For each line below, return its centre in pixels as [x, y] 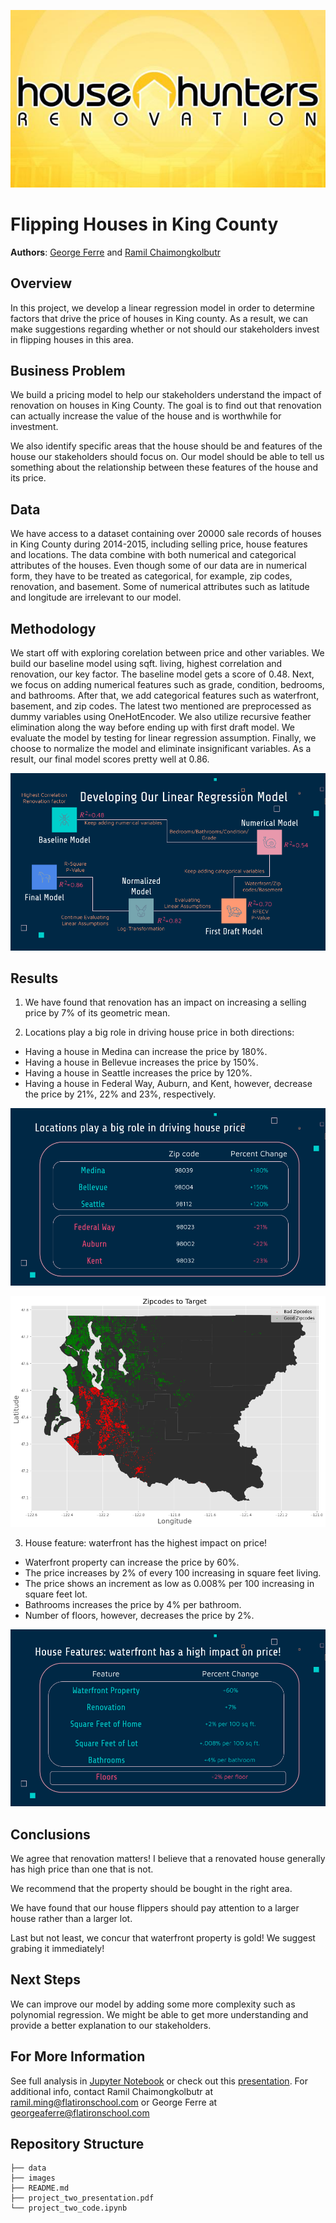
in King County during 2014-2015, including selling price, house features [159, 544]
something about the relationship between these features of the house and [164, 467]
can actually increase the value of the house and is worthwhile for [146, 416]
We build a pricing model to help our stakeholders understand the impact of [166, 395]
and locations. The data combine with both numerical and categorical [153, 555]
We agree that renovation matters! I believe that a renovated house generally [168, 1858]
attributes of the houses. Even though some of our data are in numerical [158, 566]
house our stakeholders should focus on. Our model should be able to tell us [167, 457]
